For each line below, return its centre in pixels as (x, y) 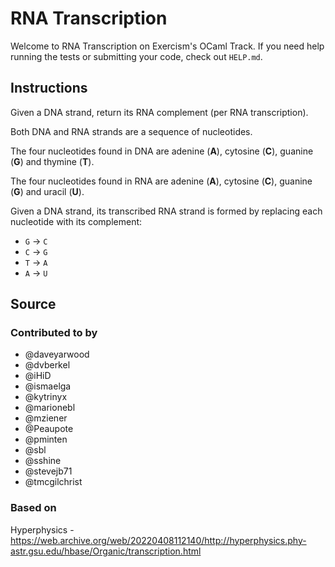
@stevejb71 (48, 471)
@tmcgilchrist (53, 482)
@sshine (43, 461)
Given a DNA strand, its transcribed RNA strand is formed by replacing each (166, 211)
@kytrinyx (46, 397)
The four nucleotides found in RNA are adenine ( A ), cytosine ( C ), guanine (161, 181)
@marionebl (50, 408)
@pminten (46, 439)
